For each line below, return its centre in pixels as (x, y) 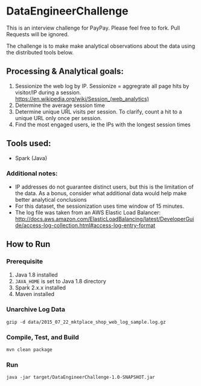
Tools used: (29, 143)
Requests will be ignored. (38, 34)
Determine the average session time (60, 105)
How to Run (28, 244)
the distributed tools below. (40, 52)
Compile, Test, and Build (43, 337)
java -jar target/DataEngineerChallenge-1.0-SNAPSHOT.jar (81, 378)
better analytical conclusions (51, 199)
